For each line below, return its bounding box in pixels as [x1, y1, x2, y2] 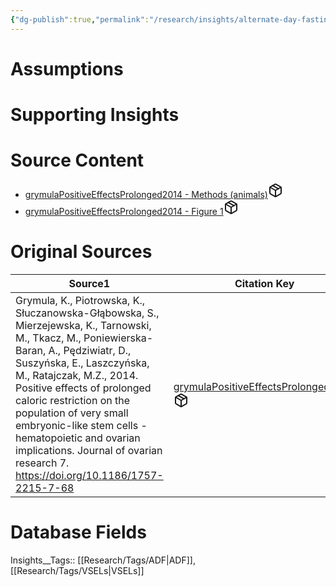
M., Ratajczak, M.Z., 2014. [15, 368, 139, 382]
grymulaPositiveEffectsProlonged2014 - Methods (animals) [24, 188, 268, 200]
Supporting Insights [10, 104, 180, 126]
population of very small [15, 406, 129, 420]
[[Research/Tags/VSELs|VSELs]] [10, 564, 145, 576]
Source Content [10, 149, 145, 172]
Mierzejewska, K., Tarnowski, [15, 318, 152, 332]
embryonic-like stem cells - [15, 418, 148, 432]
